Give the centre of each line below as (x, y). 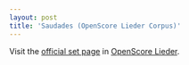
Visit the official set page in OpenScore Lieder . (94, 51)
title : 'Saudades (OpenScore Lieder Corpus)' (95, 26)
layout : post (33, 17)
